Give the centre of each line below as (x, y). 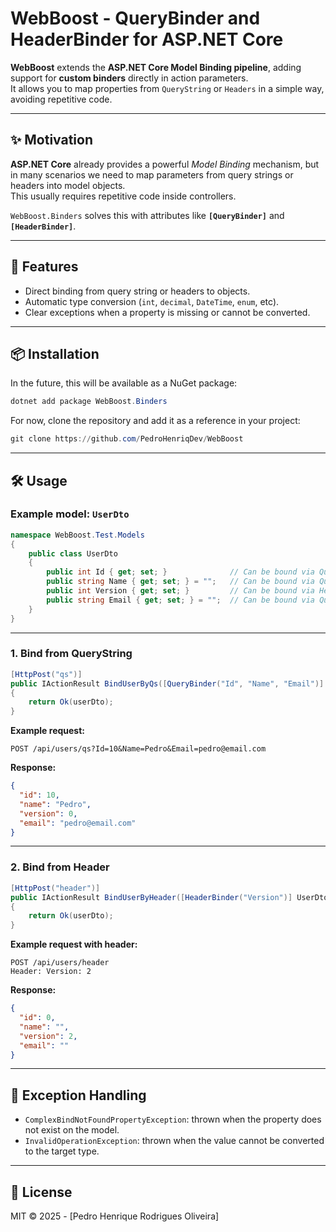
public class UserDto (73, 553)
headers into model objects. (68, 185)
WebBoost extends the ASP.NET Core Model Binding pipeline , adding (156, 67)
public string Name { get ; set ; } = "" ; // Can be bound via (181, 582)
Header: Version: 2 (51, 972)
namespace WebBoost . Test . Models (77, 535)
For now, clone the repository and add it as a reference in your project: (155, 421)
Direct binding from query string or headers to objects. (137, 291)
